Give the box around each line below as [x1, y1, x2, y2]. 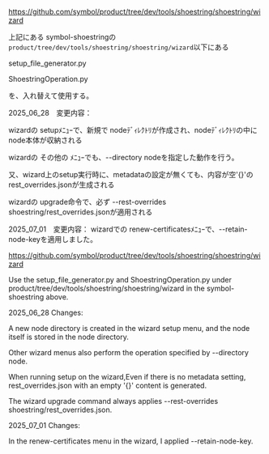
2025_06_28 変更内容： [8, 108, 92, 117]
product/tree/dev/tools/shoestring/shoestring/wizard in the [8, 283, 205, 293]
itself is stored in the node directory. [8, 332, 130, 342]
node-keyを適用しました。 [8, 235, 97, 244]
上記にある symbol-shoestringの [8, 32, 117, 41]
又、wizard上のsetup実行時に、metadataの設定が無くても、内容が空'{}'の [8, 170, 254, 179]
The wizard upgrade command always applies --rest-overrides [8, 397, 219, 405]
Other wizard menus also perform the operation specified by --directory [8, 348, 250, 357]
